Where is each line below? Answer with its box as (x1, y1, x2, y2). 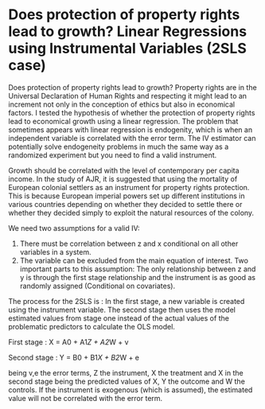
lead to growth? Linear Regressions (8, 22, 247, 41)
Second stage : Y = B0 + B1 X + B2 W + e (8, 353, 140, 362)
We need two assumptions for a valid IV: (8, 223, 141, 232)
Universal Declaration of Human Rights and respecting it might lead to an (8, 91, 247, 100)
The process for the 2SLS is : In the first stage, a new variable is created (8, 296, 245, 306)
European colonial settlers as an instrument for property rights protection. (8, 182, 250, 192)
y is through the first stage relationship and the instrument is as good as (19, 272, 256, 282)
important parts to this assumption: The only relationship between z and (19, 264, 256, 274)
